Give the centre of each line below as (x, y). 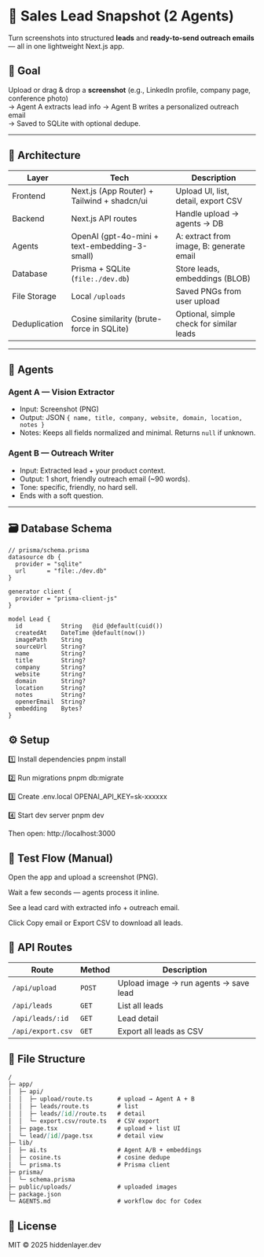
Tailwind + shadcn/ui (109, 201)
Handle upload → (207, 213)
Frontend (29, 196)
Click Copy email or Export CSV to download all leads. (95, 923)
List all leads (140, 1005)
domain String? (51, 681)
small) (82, 256)
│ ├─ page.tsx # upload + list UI (94, 1128)
